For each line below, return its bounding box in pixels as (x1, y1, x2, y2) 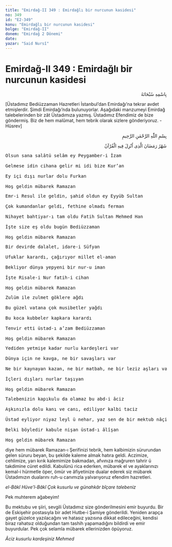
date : (5, 36, 17, 42)
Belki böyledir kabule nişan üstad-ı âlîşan (5, 427, 119, 432)
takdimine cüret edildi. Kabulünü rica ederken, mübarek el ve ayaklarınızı (5, 463, 159, 469)
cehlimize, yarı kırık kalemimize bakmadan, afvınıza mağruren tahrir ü (5, 458, 152, 464)
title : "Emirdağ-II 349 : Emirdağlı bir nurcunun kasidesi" (5, 7, 137, 13)
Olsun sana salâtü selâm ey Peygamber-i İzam (5, 153, 122, 158)
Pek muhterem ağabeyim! (5, 494, 59, 500)
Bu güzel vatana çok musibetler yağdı (5, 305, 103, 311)
